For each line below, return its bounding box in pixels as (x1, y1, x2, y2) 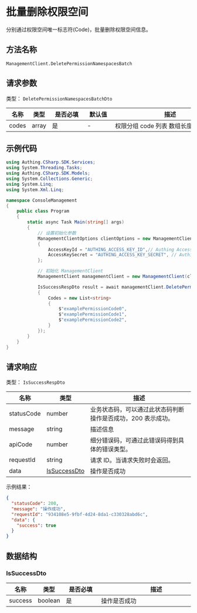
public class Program (16, 208, 69, 215)
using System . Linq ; (6, 181, 54, 187)
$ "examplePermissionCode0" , (58, 306, 127, 312)
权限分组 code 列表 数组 (115, 122, 181, 130)
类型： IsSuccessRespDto (6, 378, 66, 386)
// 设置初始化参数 (37, 230, 76, 236)
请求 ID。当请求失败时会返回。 (90, 456, 174, 464)
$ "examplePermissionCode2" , (58, 317, 127, 323)
